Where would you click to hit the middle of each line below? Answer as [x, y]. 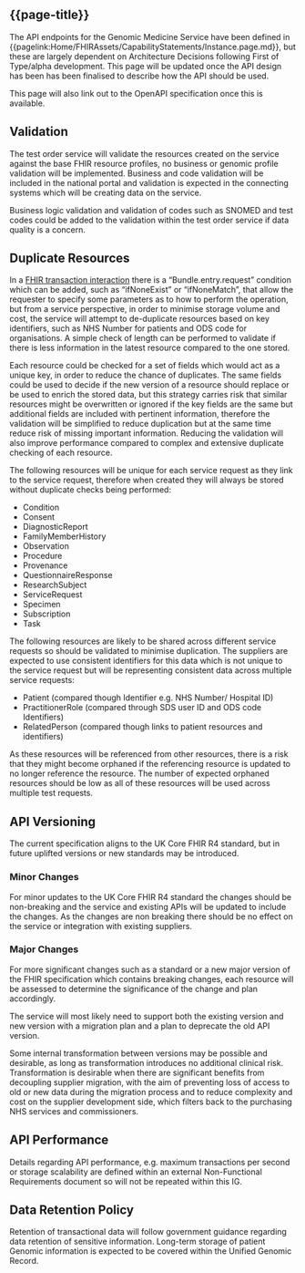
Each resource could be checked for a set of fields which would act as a [145, 366]
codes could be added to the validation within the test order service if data [149, 220]
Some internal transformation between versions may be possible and [139, 1053]
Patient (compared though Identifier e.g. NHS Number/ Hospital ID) [148, 698]
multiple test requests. [51, 793]
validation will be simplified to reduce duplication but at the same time [140, 424]
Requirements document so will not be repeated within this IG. [126, 1181]
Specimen [41, 605]
